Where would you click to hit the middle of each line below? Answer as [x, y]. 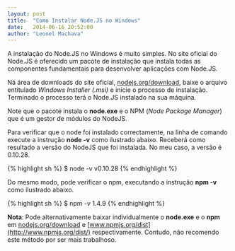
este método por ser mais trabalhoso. [62, 240]
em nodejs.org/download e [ [48, 225]
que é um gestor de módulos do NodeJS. [67, 119]
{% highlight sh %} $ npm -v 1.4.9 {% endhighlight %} [86, 204]
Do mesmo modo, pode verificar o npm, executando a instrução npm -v [112, 182]
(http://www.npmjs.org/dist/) [49, 232]
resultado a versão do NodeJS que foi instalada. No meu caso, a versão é [115, 147]
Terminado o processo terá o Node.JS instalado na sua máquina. [102, 98]
